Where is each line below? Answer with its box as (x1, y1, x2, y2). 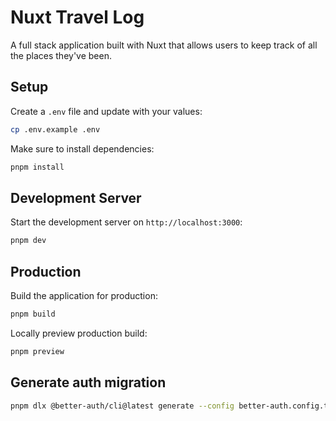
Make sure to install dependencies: (10, 142, 155, 155)
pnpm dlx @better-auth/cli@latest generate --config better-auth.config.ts (10, 401, 333, 411)
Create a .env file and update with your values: (10, 105, 203, 117)
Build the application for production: (10, 290, 158, 301)
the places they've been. (10, 49, 112, 61)
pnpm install (10, 162, 65, 172)
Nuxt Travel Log (10, 6, 145, 29)
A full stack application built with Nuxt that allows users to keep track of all (10, 39, 318, 51)
